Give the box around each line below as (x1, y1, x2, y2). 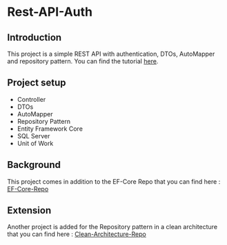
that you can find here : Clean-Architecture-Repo (7, 230, 146, 238)
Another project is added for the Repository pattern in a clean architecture (7, 223, 218, 231)
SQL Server (17, 131, 50, 140)
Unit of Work (17, 139, 54, 147)
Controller (17, 95, 46, 103)
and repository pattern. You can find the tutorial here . (7, 57, 159, 65)
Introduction (7, 32, 62, 43)
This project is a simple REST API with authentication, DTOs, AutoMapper (7, 50, 215, 58)
